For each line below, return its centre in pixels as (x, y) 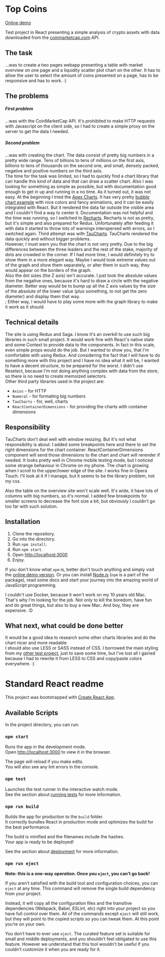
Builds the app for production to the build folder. (54, 817)
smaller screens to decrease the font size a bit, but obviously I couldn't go (80, 501)
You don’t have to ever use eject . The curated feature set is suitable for (78, 934)
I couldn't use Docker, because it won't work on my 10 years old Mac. (76, 594)
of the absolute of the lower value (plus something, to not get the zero (76, 291)
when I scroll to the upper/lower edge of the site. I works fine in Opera (76, 470)
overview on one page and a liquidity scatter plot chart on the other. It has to (83, 70)
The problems (27, 96)
